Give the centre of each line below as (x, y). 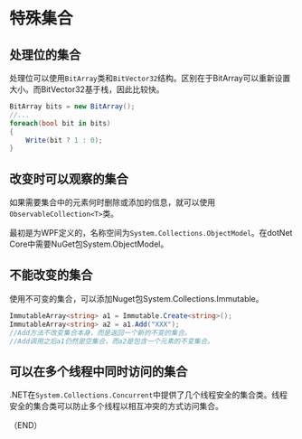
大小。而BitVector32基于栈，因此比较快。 (87, 89)
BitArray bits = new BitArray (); (72, 107)
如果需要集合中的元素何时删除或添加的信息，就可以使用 (112, 202)
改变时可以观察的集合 (69, 178)
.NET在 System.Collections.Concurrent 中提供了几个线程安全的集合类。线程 (148, 395)
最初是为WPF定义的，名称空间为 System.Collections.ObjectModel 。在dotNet (151, 233)
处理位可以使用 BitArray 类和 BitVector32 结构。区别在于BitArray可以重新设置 (150, 78)
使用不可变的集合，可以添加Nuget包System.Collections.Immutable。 (137, 298)
